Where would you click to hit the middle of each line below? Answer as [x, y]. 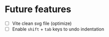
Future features [38, 9]
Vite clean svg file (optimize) [42, 23]
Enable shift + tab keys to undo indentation [58, 29]
